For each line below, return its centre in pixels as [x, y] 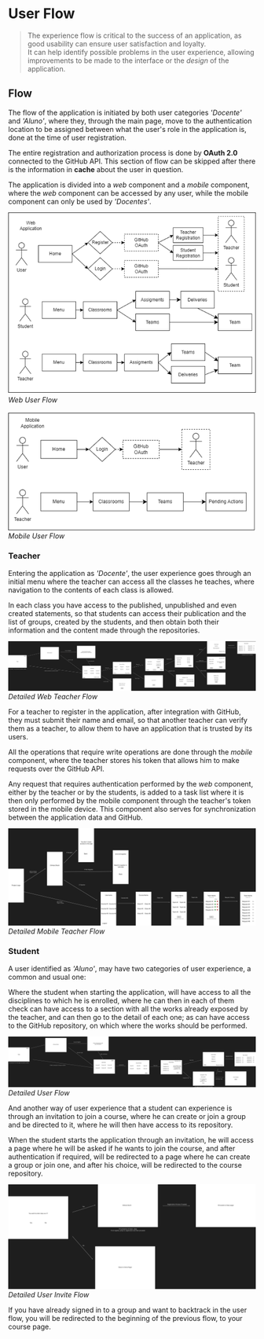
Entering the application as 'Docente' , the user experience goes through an [130, 573]
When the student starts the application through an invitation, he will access [131, 1140]
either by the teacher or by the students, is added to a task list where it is [126, 792]
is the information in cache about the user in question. [96, 169]
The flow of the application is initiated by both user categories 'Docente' [125, 112]
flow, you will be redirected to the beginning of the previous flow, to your [125, 1318]
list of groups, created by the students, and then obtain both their [114, 622]
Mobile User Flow [37, 536]
